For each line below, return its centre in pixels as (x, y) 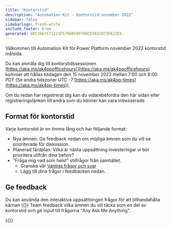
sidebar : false (21, 19)
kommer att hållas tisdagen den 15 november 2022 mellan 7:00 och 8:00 (81, 74)
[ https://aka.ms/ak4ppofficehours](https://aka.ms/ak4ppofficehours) (78, 69)
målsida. (14, 54)
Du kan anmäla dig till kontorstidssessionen (51, 64)
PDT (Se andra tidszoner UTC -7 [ (41, 80)
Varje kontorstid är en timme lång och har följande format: (66, 129)
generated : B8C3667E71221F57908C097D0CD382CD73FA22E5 (64, 34)
